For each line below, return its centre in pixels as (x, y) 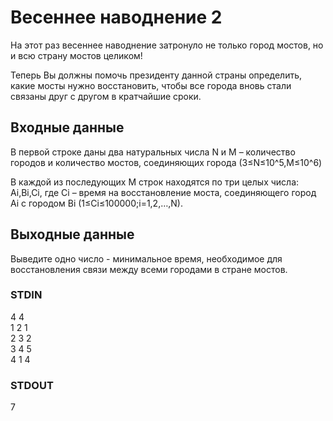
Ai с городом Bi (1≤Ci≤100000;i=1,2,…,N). (97, 203)
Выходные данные (72, 234)
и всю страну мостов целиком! (76, 55)
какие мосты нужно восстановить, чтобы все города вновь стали (151, 85)
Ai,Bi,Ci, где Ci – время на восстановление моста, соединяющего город (163, 192)
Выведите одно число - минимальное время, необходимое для (146, 258)
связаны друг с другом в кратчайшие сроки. (106, 96)
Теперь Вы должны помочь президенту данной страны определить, (156, 75)
